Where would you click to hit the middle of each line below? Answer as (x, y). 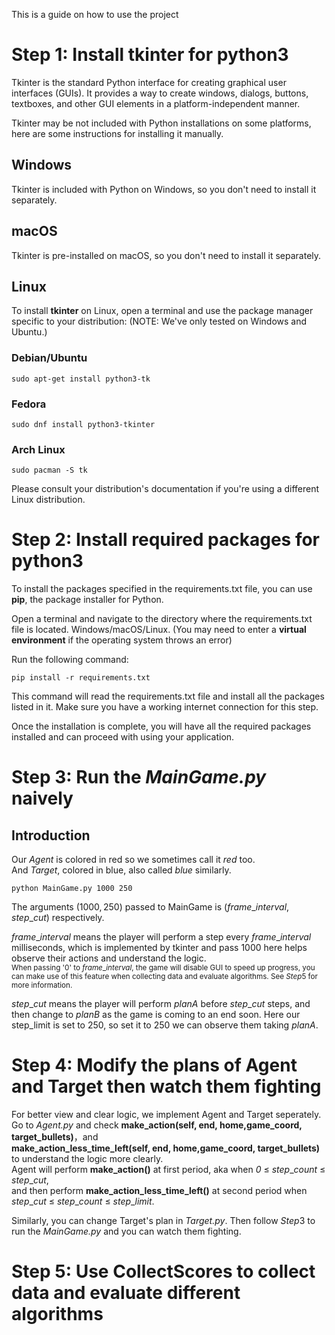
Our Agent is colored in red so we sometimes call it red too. (133, 860)
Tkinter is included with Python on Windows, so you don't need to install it (164, 189)
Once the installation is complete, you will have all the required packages (161, 726)
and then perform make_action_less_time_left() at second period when (159, 1191)
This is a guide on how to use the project (95, 14)
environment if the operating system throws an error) (122, 640)
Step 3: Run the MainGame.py (139, 777)
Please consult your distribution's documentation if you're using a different (165, 489)
